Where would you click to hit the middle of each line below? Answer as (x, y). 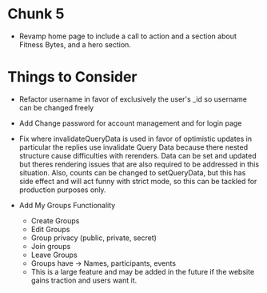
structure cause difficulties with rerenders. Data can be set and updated (137, 155)
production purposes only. (62, 190)
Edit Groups (50, 229)
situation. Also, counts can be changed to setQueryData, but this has (132, 172)
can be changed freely (56, 107)
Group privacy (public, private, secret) (94, 238)
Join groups (51, 246)
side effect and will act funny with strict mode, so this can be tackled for (138, 181)
